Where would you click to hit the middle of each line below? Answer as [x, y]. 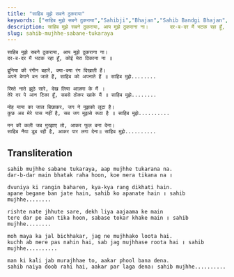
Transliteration [40, 153]
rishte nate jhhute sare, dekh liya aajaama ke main [85, 212]
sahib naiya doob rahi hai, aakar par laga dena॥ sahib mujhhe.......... [117, 267]
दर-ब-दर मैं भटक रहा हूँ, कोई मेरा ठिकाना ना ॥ [60, 59]
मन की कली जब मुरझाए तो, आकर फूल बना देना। [61, 126]
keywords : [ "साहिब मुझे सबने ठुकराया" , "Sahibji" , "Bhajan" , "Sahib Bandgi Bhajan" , [118, 20]
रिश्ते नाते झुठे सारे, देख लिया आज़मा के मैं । [56, 89]
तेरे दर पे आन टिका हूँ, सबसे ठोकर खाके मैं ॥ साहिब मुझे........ [82, 95]
